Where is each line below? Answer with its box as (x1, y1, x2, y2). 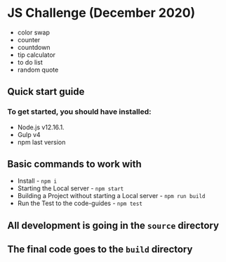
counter (17, 35, 41, 44)
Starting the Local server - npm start (17, 184, 124, 192)
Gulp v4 (17, 130, 41, 138)
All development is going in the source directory (7, 219, 220, 231)
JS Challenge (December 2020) (7, 5, 196, 21)
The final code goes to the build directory (7, 244, 193, 256)
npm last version (17, 138, 66, 146)
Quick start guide (7, 86, 85, 98)
